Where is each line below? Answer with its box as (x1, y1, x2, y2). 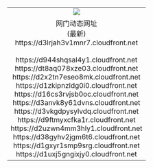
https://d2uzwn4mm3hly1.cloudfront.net (10, 123, 143, 133)
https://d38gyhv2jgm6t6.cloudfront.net (12, 132, 141, 141)
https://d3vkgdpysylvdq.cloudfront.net (14, 106, 139, 116)
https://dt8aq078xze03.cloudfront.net (14, 63, 139, 73)
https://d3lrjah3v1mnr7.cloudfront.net (14, 38, 139, 47)
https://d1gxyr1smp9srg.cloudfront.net (12, 141, 141, 150)
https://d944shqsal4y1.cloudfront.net (15, 55, 138, 64)
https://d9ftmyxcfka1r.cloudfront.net (16, 115, 136, 124)
